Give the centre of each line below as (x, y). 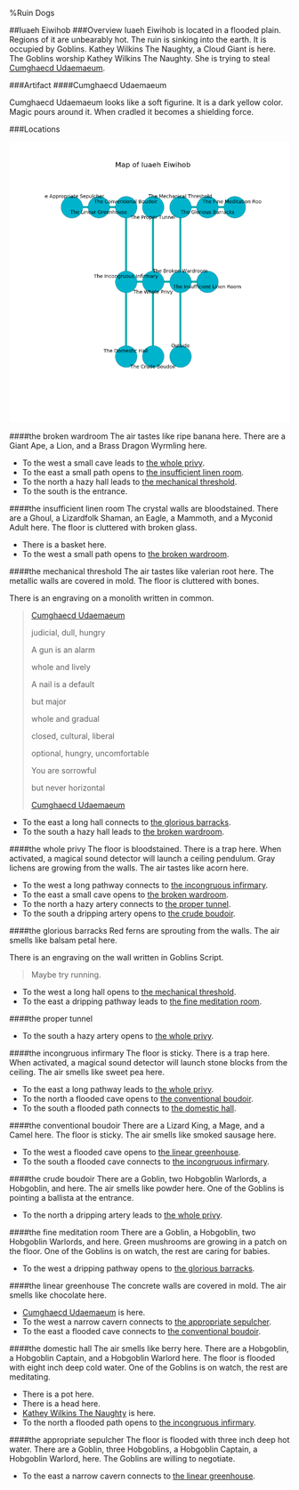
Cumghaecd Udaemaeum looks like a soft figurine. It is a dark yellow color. (146, 102)
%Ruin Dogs (32, 13)
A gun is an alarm (63, 650)
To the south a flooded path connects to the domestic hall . (129, 1108)
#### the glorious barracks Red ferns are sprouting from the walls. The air (145, 931)
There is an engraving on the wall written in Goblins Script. (117, 957)
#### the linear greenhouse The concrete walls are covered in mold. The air (148, 1286)
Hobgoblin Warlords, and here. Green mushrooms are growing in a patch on (148, 1242)
